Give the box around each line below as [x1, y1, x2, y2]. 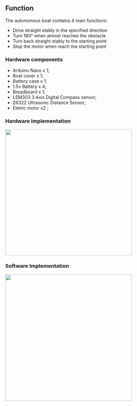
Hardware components [5, 56, 63, 63]
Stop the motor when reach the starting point [12, 43, 107, 49]
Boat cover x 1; [12, 73, 44, 79]
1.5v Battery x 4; [12, 83, 47, 90]
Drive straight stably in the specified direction [12, 27, 108, 33]
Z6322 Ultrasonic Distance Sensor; [12, 99, 86, 106]
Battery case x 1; [12, 78, 48, 84]
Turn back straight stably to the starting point [12, 38, 107, 44]
